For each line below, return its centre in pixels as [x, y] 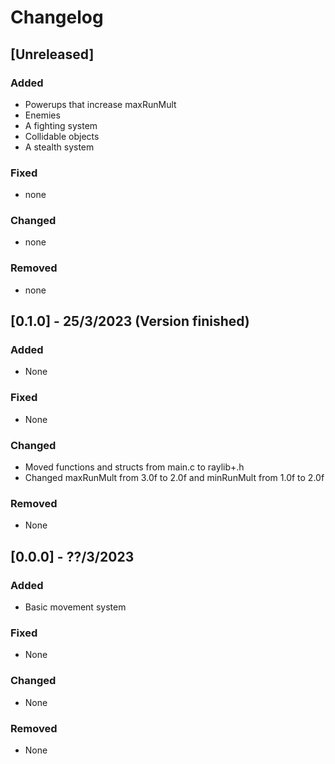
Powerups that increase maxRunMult [100, 104]
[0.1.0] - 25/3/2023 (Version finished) [130, 321]
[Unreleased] [52, 54]
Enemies [42, 115]
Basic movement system [75, 607]
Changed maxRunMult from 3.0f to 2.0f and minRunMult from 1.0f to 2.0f [174, 478]
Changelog [57, 17]
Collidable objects [62, 136]
